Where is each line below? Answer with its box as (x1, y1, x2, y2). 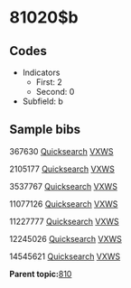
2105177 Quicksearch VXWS (9, 163, 115, 174)
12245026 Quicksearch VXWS (9, 233, 122, 244)
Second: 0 (35, 87, 75, 97)
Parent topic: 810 (9, 268, 72, 279)
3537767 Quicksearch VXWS (9, 181, 117, 191)
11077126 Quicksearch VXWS (9, 198, 118, 209)
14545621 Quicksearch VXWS (9, 251, 121, 262)
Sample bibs (9, 122, 81, 137)
